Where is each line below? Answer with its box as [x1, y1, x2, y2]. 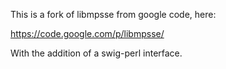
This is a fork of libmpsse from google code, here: [10, 9, 217, 20]
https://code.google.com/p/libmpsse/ [10, 28, 165, 39]
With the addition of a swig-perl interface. [10, 47, 183, 59]
